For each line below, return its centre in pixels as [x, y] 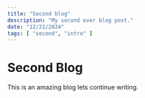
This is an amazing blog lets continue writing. [73, 87]
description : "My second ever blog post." [70, 20]
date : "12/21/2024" [36, 27]
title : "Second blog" [39, 14]
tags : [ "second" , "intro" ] [50, 33]
